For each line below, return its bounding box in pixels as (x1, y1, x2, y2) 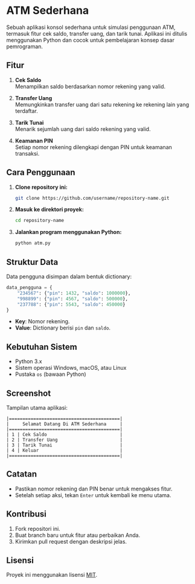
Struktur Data (6, 257, 59, 267)
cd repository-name (14, 218, 65, 224)
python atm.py (14, 240, 51, 246)
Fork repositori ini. (14, 525, 60, 532)
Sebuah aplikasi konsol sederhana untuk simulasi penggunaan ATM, (6, 24, 176, 31)
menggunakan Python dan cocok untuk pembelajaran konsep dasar (6, 36, 175, 43)
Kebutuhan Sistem (6, 341, 77, 352)
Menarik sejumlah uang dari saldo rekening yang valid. (14, 125, 151, 133)
